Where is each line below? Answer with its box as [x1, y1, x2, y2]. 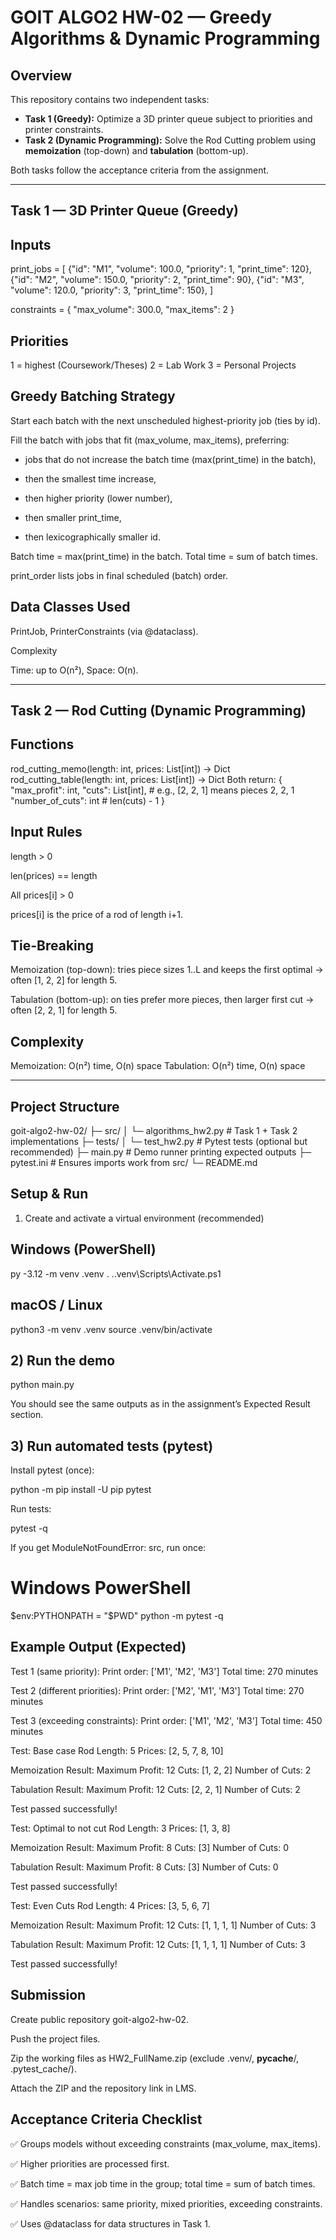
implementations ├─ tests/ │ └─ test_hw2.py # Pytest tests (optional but [10, 1136, 308, 1148]
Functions [10, 736, 75, 753]
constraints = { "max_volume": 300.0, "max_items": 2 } [10, 304, 235, 316]
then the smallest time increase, [24, 472, 157, 485]
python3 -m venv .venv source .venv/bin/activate [10, 1323, 213, 1335]
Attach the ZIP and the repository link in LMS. [10, 2082, 197, 2094]
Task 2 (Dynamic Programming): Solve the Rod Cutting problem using [24, 134, 317, 146]
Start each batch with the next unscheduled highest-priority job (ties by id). [10, 414, 321, 426]
